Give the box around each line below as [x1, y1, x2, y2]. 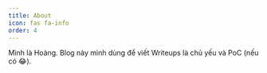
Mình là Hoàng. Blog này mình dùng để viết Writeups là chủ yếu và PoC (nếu [8, 48, 259, 58]
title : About [8, 11, 52, 20]
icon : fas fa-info [8, 19, 69, 27]
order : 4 [8, 26, 37, 34]
